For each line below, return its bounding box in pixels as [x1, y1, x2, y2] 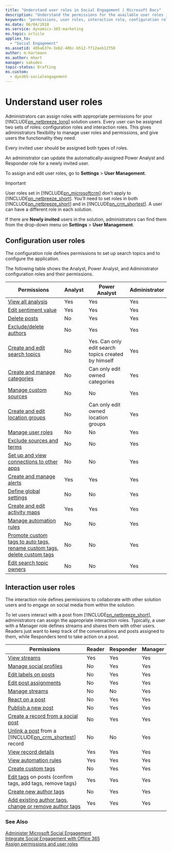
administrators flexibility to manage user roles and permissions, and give [5, 129, 159, 136]
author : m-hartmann [5, 50, 47, 55]
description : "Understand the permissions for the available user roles [5, 12, 164, 17]
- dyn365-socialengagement [10, 74, 68, 79]
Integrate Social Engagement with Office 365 [5, 835, 100, 841]
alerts [8, 479, 21, 486]
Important [5, 180, 26, 186]
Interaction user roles [5, 583, 75, 592]
